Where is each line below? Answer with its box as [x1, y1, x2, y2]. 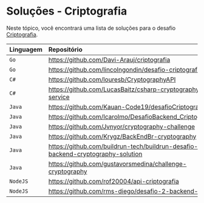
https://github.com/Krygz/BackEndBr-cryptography [48, 132, 197, 140]
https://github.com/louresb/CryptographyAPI [48, 75, 176, 83]
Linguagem [9, 45, 42, 53]
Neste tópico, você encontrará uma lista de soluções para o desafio [6, 24, 176, 32]
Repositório [48, 45, 83, 53]
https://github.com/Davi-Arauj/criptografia [48, 55, 171, 64]
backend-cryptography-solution [48, 150, 143, 158]
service [48, 92, 70, 101]
